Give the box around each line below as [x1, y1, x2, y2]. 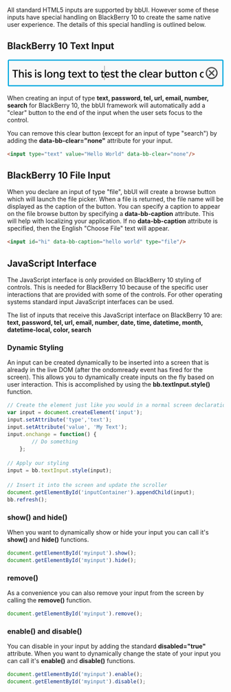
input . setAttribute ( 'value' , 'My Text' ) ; [7, 424, 128, 431]
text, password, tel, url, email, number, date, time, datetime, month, [7, 318, 203, 327]
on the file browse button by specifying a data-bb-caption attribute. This [7, 210, 214, 218]
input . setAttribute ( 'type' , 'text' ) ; [7, 416, 112, 424]
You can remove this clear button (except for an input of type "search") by [7, 129, 218, 137]
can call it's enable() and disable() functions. [7, 657, 135, 665]
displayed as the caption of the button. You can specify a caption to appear [7, 202, 221, 210]
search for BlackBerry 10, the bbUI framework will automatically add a [7, 101, 206, 109]
